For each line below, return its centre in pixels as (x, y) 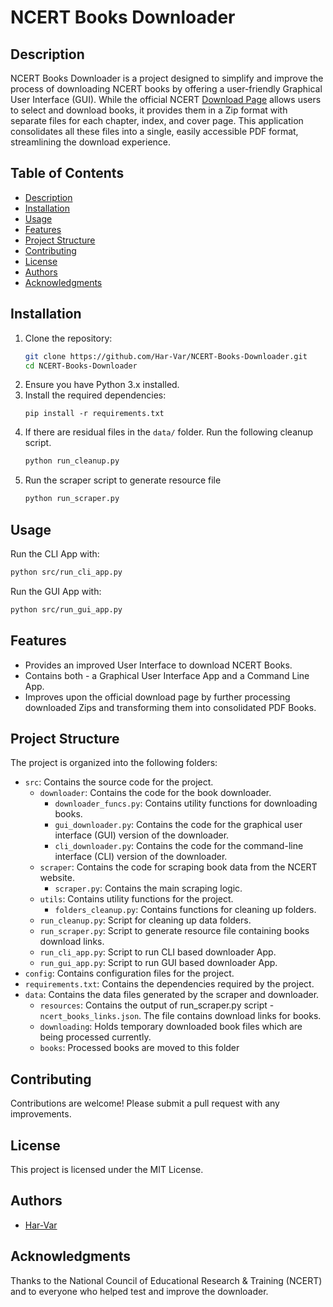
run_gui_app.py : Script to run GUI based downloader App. (158, 963)
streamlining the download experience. (91, 142)
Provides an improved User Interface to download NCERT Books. (158, 665)
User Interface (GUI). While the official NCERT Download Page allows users (166, 99)
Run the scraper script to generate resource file (123, 480)
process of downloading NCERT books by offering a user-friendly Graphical (166, 89)
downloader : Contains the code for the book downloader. (155, 793)
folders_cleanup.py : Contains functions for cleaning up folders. (185, 910)
